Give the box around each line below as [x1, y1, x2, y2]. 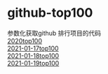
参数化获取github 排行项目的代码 [7, 29, 102, 37]
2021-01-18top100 [7, 51, 60, 60]
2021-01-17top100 [7, 44, 59, 52]
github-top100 [7, 5, 93, 21]
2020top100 [7, 36, 43, 45]
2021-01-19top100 [7, 59, 60, 67]
